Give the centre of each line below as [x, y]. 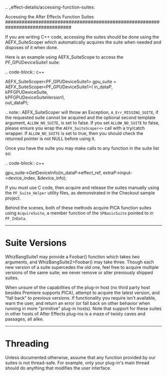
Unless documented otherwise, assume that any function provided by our [81, 357]
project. [13, 198]
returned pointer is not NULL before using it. [50, 139]
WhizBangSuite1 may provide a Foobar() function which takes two [73, 256]
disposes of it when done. [32, 47]
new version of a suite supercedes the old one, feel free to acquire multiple [82, 267]
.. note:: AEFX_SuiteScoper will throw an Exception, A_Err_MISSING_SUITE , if [82, 112]
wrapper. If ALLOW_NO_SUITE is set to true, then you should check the [74, 133]
